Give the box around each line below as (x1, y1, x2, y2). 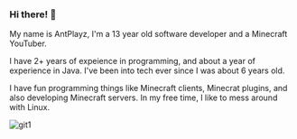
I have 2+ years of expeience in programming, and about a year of (9, 56, 255, 67)
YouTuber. (9, 38, 47, 49)
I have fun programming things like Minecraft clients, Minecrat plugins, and (9, 83, 288, 94)
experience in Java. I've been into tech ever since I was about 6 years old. (9, 65, 285, 76)
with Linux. (9, 102, 51, 113)
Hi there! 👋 (9, 8, 57, 21)
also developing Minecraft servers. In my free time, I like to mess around (9, 92, 278, 103)
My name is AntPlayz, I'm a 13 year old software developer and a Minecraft (9, 29, 288, 40)
